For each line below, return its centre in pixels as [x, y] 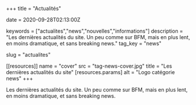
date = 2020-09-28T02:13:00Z [43, 20]
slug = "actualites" [28, 55]
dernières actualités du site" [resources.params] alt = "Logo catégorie [91, 72]
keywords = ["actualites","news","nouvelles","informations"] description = [94, 31]
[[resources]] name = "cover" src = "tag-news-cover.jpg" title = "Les [89, 66]
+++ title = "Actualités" [34, 8]
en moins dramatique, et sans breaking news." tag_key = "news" [84, 43]
